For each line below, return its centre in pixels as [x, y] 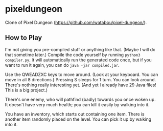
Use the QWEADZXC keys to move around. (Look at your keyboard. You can [81, 75]
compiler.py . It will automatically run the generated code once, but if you [78, 60]
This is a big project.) [26, 90]
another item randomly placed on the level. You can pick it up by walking [78, 119]
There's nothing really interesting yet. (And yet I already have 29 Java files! [81, 85]
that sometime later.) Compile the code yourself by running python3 [73, 55]
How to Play [24, 38]
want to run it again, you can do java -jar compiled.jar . [62, 65]
